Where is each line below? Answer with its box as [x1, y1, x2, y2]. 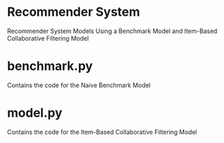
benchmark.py [7, 58, 93, 74]
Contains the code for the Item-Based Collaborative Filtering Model [7, 128, 197, 136]
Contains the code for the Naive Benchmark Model [7, 80, 151, 89]
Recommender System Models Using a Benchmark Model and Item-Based [7, 27, 218, 35]
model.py [7, 105, 63, 121]
